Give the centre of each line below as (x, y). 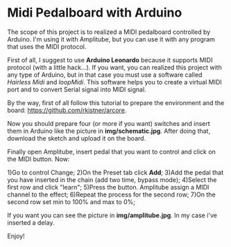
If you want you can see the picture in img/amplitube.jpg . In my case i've (112, 215)
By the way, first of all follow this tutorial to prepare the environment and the (116, 102)
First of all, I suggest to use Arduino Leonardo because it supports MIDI (110, 60)
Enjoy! (16, 236)
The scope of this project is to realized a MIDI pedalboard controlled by (109, 32)
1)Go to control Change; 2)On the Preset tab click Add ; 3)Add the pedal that (115, 172)
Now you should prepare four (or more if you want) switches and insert (109, 123)
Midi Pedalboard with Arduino (95, 13)
